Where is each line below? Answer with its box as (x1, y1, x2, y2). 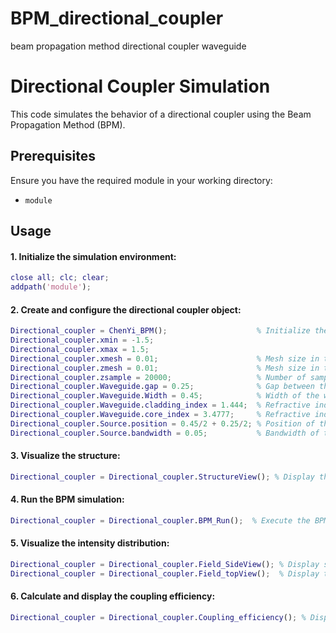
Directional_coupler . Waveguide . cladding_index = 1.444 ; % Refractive (10, 400, 311, 411)
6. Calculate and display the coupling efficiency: (10, 590, 216, 602)
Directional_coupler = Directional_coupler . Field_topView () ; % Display (10, 568, 320, 579)
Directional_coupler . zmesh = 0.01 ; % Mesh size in (10, 363, 320, 373)
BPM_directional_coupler (10, 7, 224, 30)
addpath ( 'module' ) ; (10, 282, 92, 292)
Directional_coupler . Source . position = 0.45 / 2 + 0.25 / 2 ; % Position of (10, 418, 316, 429)
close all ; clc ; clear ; (10, 273, 110, 283)
